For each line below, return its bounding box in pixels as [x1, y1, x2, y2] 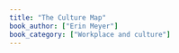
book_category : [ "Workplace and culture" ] [9, 30, 171, 39]
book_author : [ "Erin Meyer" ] [9, 22, 119, 31]
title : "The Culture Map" [9, 13, 106, 22]
